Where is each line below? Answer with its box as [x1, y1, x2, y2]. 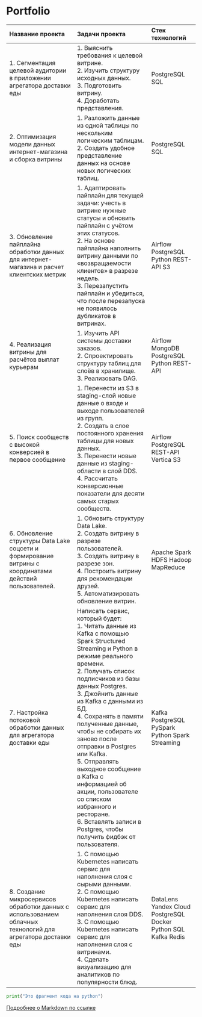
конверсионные [77, 482, 124, 490]
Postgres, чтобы [77, 825, 123, 833]
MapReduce [151, 563, 186, 571]
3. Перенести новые [77, 452, 137, 460]
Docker [151, 917, 172, 925]
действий [9, 574, 37, 582]
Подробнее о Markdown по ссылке [6, 1004, 96, 1011]
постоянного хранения [77, 429, 144, 437]
